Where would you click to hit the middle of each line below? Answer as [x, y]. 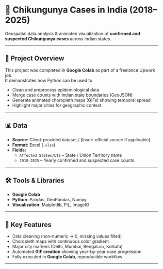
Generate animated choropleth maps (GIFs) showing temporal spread [81, 100]
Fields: [19, 150]
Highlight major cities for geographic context [57, 105]
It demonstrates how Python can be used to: [49, 80]
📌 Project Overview [35, 58]
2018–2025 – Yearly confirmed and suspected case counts [77, 160]
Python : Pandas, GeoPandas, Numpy [49, 200]
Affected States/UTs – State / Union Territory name [71, 155]
